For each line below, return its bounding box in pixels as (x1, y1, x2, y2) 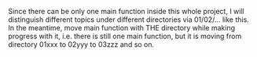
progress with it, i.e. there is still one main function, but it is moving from (8, 31, 242, 41)
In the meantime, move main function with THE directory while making (8, 23, 236, 32)
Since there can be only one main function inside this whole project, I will (8, 7, 245, 16)
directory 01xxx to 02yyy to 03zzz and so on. (8, 40, 155, 49)
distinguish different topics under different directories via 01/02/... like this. (8, 15, 249, 24)
